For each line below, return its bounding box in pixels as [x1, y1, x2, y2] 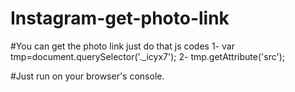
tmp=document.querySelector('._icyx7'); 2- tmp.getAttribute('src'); [10, 50, 286, 62]
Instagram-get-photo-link [10, 7, 230, 30]
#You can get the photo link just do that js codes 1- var [10, 40, 235, 52]
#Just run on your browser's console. [10, 70, 165, 82]
